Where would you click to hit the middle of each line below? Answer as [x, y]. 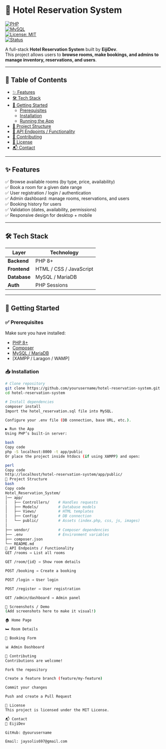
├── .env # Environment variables [57, 534]
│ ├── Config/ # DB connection [48, 516]
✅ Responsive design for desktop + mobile [49, 215]
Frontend [19, 269]
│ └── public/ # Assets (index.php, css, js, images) [73, 521]
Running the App [37, 121]
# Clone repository [25, 384]
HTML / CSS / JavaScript [64, 269]
